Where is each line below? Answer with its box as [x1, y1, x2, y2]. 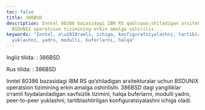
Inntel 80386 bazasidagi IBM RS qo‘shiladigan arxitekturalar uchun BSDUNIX [6, 77, 199, 84]
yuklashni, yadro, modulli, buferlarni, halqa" [12, 37, 135, 43]
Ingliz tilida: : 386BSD [6, 54, 60, 61]
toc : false [6, 9, 34, 15]
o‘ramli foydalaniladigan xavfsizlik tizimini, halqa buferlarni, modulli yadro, [6, 91, 191, 97]
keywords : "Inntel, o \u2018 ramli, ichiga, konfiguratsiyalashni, [6, 32, 176, 38]
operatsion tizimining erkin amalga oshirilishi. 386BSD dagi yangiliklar [6, 84, 181, 91]
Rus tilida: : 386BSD [6, 66, 56, 73]
